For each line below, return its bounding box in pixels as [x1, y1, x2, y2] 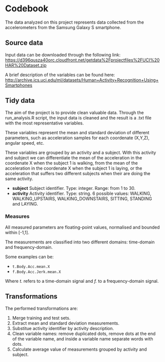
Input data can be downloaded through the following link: [5, 52, 121, 58]
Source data [5, 39, 43, 47]
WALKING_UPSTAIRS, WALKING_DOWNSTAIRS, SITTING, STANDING [12, 195, 152, 202]
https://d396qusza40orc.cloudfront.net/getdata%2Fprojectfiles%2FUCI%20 [5, 57, 160, 63]
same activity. [5, 176, 33, 181]
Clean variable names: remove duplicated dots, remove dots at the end [12, 331, 156, 336]
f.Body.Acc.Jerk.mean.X [12, 269, 61, 274]
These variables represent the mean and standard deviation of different [5, 129, 150, 135]
